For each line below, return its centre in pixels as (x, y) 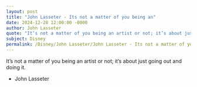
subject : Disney (26, 39)
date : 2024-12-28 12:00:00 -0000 (47, 22)
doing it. (16, 67)
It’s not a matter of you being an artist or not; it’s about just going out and (94, 61)
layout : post (22, 11)
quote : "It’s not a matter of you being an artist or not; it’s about (94, 34)
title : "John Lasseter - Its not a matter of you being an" (81, 17)
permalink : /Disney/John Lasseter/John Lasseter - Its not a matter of (95, 45)
